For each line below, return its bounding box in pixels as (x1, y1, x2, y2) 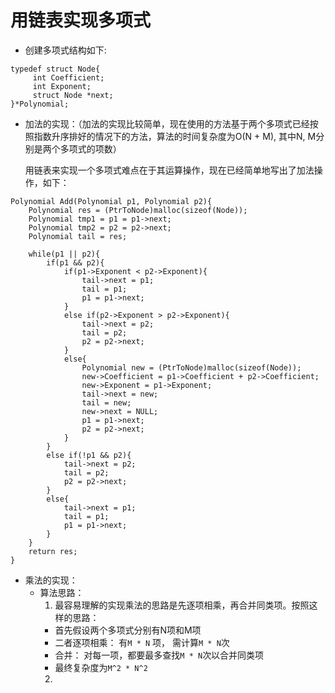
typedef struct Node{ (10, 64, 101, 74)
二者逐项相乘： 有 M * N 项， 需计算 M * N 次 (54, 636, 230, 648)
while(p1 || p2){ (28, 249, 101, 259)
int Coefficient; (32, 72, 105, 83)
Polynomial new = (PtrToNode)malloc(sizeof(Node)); (81, 362, 302, 373)
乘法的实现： (24, 574, 78, 586)
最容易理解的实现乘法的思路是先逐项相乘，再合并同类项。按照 (54, 599, 310, 611)
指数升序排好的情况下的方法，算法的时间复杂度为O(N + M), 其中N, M (33, 130, 317, 142)
